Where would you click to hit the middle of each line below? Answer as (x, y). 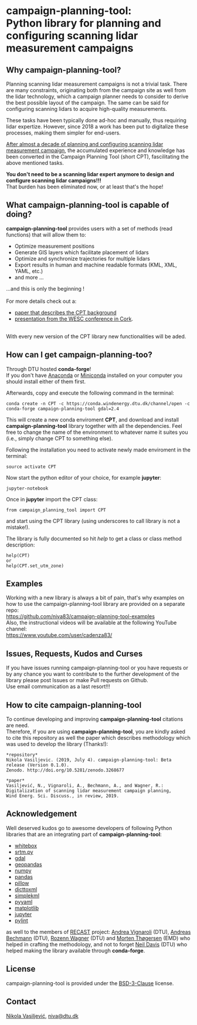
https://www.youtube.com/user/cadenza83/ (59, 635)
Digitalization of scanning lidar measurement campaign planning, (89, 791)
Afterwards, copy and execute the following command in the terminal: (90, 393)
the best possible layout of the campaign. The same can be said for (87, 103)
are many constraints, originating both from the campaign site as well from (96, 90)
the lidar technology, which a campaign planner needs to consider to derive (97, 96)
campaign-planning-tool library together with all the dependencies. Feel (94, 426)
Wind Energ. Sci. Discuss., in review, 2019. (62, 796)
